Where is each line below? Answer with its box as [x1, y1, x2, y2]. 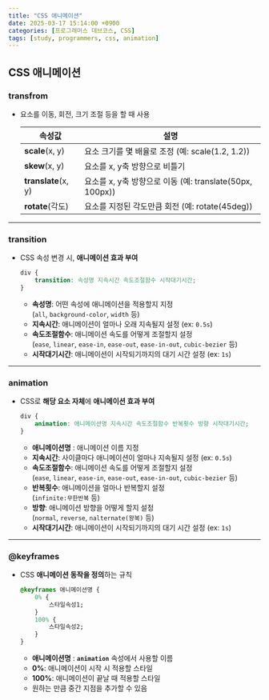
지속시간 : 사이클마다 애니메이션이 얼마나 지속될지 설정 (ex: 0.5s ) [31, 453, 232, 462]
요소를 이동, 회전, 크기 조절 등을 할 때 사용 [19, 109, 151, 118]
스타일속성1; [49, 601, 84, 609]
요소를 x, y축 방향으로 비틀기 [83, 161, 186, 172]
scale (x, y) [23, 145, 66, 156]
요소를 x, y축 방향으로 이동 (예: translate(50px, [83, 175, 253, 186]
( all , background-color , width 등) [31, 309, 140, 318]
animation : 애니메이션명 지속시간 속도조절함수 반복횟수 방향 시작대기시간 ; [34, 420, 250, 428]
